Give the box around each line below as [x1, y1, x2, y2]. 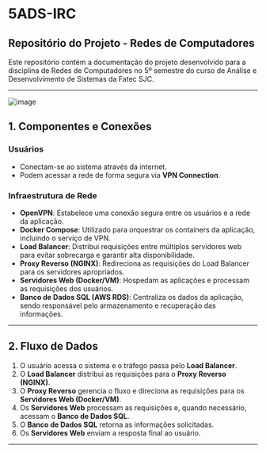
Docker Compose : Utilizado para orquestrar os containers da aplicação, [19, 225, 256, 234]
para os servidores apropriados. [19, 267, 125, 276]
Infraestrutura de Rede [8, 190, 97, 201]
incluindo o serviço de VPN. [19, 233, 111, 243]
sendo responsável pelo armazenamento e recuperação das [19, 301, 216, 310]
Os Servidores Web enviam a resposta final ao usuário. [19, 428, 201, 437]
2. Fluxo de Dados [8, 340, 99, 353]
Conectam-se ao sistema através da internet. [19, 162, 168, 171]
